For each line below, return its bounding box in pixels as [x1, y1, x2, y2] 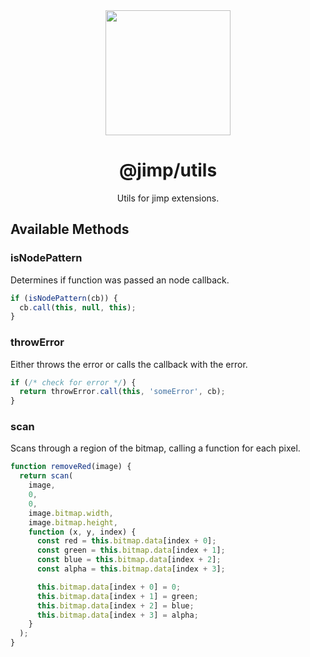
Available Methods [10, 221, 130, 238]
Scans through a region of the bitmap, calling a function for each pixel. [10, 442, 301, 454]
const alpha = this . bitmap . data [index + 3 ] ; [36, 564, 226, 574]
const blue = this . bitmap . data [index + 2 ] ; [36, 555, 222, 565]
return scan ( [19, 471, 74, 481]
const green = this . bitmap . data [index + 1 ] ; [36, 545, 226, 556]
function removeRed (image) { [10, 462, 132, 472]
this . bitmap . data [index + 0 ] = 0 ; [36, 582, 182, 592]
